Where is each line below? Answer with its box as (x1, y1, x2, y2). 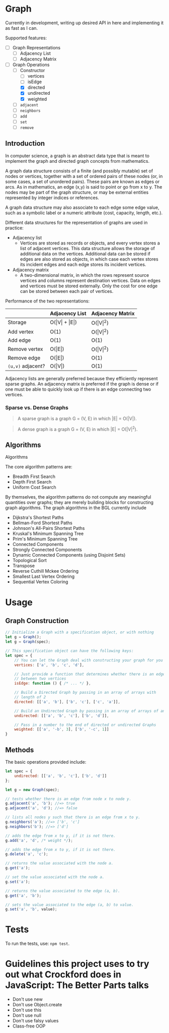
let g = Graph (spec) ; (5, 639, 51, 644)
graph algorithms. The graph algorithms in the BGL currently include (5, 505, 147, 511)
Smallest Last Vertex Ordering (12, 573, 75, 580)
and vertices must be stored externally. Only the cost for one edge (20, 283, 158, 289)
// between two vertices (14, 676, 66, 681)
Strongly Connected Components (12, 546, 82, 553)
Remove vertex (8, 346, 44, 352)
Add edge (8, 337, 31, 344)
